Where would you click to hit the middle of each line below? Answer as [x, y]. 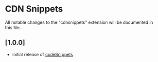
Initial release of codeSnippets [43, 54]
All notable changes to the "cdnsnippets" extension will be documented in [79, 22]
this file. [13, 27]
